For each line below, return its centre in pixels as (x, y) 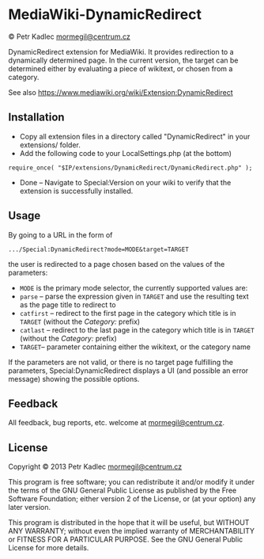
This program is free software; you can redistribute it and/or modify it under (132, 482)
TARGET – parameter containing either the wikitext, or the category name (135, 347)
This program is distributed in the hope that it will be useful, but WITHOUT (129, 523)
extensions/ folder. (50, 145)
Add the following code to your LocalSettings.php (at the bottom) (125, 153)
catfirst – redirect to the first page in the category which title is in (128, 313)
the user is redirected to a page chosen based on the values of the (117, 264)
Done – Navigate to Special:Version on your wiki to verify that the (125, 182)
